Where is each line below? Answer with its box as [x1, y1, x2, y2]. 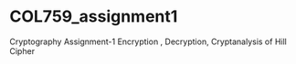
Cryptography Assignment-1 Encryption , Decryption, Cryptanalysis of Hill [9, 36, 288, 47]
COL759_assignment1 [9, 6, 178, 27]
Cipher [9, 45, 35, 56]
